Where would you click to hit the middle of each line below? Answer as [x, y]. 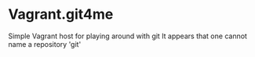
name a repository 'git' [45, 44]
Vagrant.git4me [61, 14]
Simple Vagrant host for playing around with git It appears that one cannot [127, 36]
